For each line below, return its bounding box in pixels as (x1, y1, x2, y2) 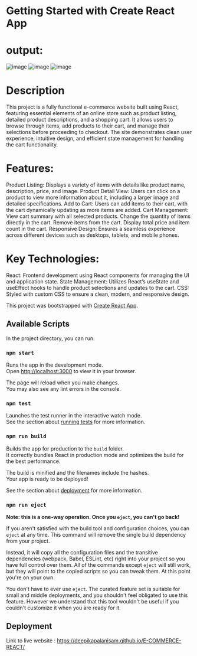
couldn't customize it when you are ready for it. (6, 604, 121, 611)
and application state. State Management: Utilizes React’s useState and (6, 278, 179, 285)
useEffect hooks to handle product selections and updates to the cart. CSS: (6, 284, 189, 291)
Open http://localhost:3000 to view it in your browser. (6, 368, 137, 375)
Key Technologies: (6, 252, 100, 266)
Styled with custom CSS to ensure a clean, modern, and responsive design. (6, 291, 190, 298)
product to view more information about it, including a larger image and (6, 194, 179, 201)
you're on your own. (6, 574, 55, 581)
